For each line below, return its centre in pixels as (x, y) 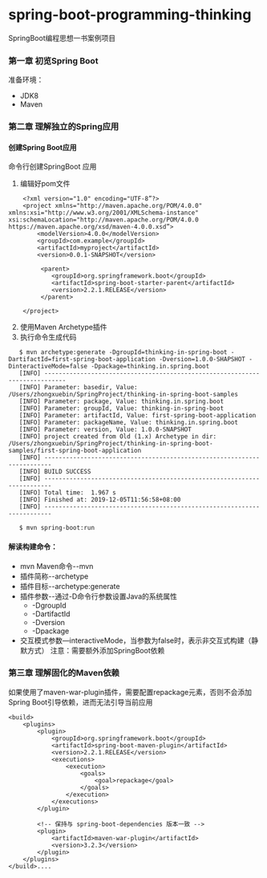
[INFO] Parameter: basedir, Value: (78, 388)
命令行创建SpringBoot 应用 (53, 167)
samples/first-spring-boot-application (75, 451)
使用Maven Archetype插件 (63, 327)
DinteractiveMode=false (48, 367)
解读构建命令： (33, 547)
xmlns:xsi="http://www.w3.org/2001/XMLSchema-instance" (103, 213)
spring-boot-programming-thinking (130, 15)
